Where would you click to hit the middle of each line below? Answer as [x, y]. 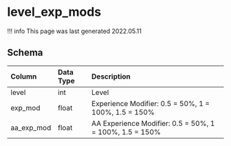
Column [24, 76]
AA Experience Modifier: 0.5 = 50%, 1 [153, 123]
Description [111, 76]
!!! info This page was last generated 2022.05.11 [75, 31]
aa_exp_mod [31, 127]
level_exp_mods [54, 12]
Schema [25, 53]
